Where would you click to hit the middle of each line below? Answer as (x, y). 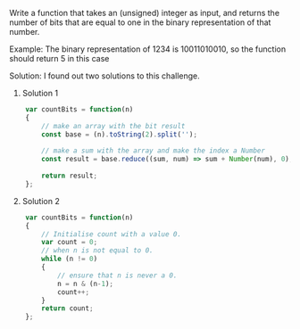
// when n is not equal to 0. (97, 251)
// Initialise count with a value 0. (111, 234)
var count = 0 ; (70, 243)
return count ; (67, 308)
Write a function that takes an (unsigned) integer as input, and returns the (144, 13)
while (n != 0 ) (70, 259)
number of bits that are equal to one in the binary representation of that (140, 22)
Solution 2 (41, 201)
